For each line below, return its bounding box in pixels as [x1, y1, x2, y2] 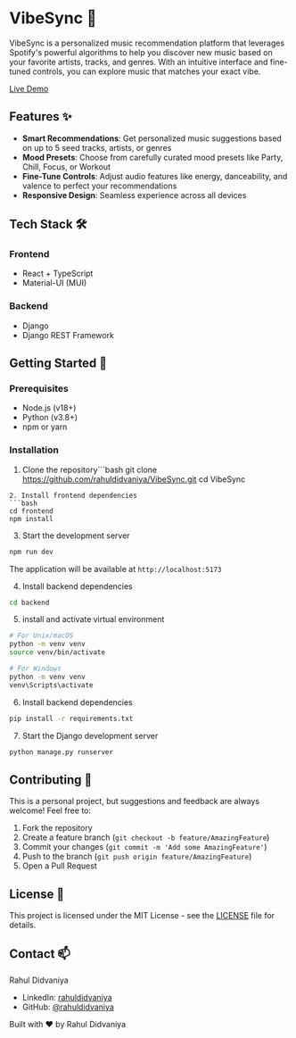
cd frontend [9, 506, 53, 516]
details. [9, 919, 37, 931]
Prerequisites [9, 383, 69, 395]
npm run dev [9, 547, 53, 556]
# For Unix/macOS [9, 631, 74, 641]
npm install [9, 514, 53, 523]
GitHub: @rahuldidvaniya [21, 1001, 114, 1012]
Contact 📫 [9, 946, 71, 962]
